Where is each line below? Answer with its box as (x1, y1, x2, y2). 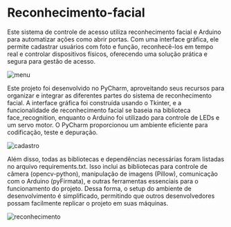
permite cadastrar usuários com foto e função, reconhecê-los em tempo (7, 42, 214, 51)
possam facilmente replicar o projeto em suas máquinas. (7, 199, 169, 207)
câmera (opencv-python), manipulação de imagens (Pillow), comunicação (7, 170, 218, 178)
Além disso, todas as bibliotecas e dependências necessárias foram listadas (7, 154, 225, 163)
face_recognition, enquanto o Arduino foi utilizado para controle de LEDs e (7, 113, 220, 122)
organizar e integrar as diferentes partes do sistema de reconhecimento (7, 91, 212, 100)
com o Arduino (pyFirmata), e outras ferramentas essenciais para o (7, 176, 198, 185)
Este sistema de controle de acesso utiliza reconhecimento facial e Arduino (7, 28, 221, 36)
